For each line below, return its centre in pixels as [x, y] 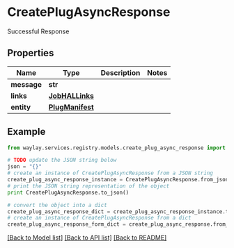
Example [26, 132]
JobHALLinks [71, 96]
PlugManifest [71, 107]
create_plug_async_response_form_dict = [67, 224]
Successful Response [38, 31]
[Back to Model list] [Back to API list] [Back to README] [87, 238]
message [26, 84]
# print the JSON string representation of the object [88, 186]
